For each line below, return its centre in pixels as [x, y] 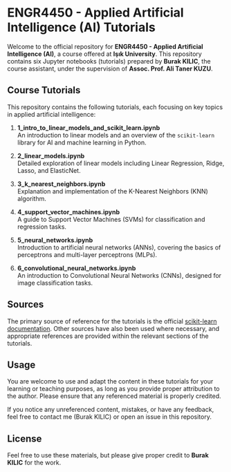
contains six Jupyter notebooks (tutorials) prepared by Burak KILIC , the [109, 61]
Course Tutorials [44, 90]
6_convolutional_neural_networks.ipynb [76, 268]
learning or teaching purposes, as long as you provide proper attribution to [113, 389]
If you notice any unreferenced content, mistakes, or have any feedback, [111, 410]
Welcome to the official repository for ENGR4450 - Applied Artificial [105, 46]
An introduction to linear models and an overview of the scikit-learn [116, 135]
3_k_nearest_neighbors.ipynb [61, 184]
